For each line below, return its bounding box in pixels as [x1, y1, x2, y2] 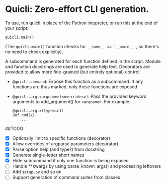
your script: [5, 25, 29, 31]
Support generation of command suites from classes [12, 175, 120, 181]
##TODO [5, 125, 23, 131]
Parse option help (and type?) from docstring [12, 146, 105, 152]
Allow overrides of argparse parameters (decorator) [12, 141, 119, 147]
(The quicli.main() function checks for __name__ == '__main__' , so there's [5, 43, 159, 49]
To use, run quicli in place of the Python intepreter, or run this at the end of [5, 20, 158, 26]
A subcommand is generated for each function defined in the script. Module [5, 58, 161, 64]
